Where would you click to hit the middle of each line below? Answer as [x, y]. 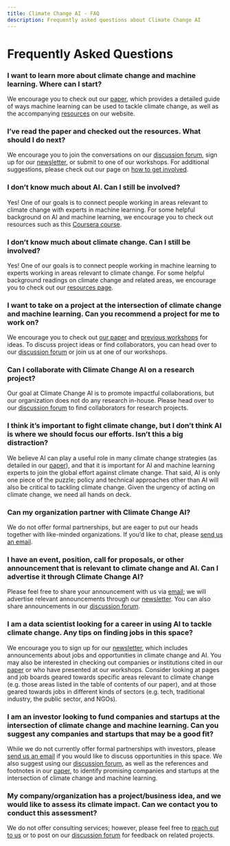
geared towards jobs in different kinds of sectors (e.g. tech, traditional [106, 691]
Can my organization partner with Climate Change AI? [99, 512]
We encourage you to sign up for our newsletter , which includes [97, 647]
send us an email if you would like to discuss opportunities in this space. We [115, 756]
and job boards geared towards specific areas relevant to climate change [111, 677]
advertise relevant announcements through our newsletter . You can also [109, 599]
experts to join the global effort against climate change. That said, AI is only [114, 472]
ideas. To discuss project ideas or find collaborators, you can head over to [112, 345]
